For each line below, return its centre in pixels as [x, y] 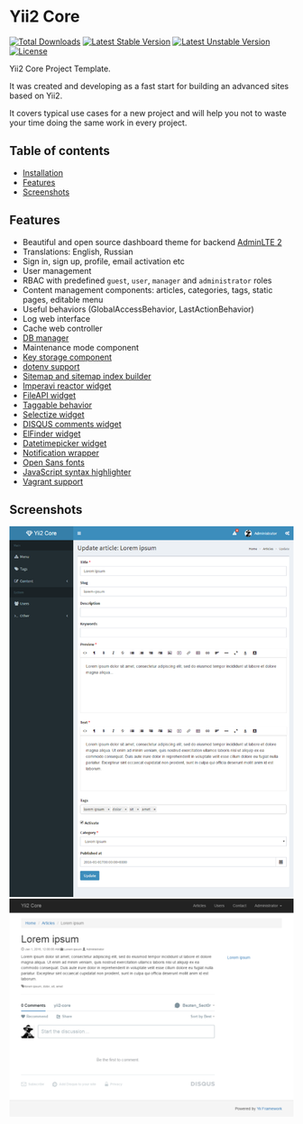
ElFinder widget [51, 434]
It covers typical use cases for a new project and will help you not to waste [148, 113]
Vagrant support [53, 481]
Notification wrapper [61, 452]
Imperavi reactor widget [67, 386]
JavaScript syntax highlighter [77, 471]
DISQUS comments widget [72, 424]
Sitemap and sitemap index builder [87, 376]
